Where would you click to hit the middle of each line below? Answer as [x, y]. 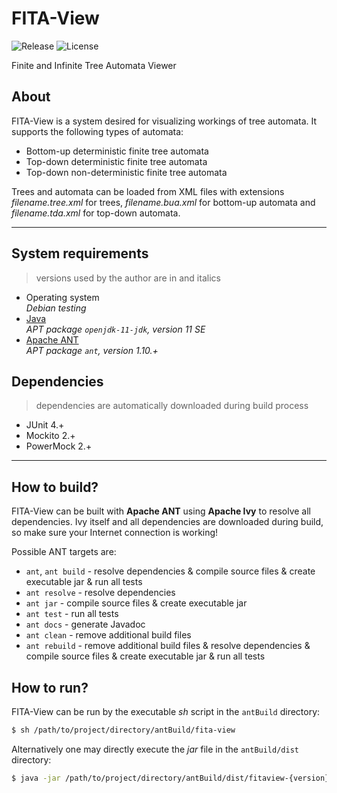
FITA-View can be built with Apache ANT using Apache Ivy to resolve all [161, 511]
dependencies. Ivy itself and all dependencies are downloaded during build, [167, 522]
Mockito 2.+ [50, 436]
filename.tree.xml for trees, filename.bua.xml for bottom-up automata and [163, 202]
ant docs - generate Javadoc [85, 624]
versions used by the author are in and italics [128, 278]
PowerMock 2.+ [59, 446]
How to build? [55, 487]
